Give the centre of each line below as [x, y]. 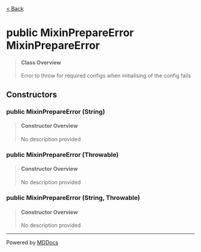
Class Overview [41, 62]
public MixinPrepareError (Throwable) [63, 154]
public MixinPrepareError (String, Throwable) [73, 198]
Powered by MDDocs [32, 242]
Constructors [32, 94]
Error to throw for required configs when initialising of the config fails [106, 76]
